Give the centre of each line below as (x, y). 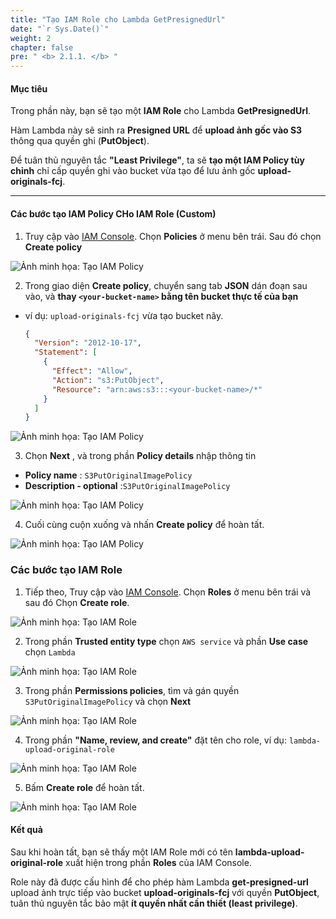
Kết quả (26, 830)
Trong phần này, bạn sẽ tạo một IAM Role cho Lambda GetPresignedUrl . (161, 111)
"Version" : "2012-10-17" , (88, 343)
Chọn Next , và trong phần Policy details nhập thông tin (140, 456)
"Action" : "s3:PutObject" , (108, 380)
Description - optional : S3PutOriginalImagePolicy (127, 486)
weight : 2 (31, 38)
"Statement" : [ (66, 352)
